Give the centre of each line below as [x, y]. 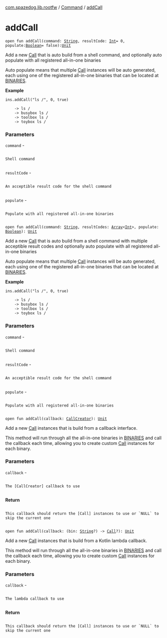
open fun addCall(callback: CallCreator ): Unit [56, 419]
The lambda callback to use [35, 599]
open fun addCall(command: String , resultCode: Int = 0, [65, 41]
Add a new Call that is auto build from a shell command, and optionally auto [84, 54]
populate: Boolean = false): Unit [38, 45]
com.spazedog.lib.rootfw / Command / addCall [54, 7]
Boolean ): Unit [21, 231]
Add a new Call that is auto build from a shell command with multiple [76, 241]
